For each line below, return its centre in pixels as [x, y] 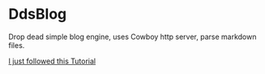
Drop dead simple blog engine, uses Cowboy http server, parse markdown [132, 37]
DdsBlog [38, 14]
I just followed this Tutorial [52, 61]
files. [17, 45]
